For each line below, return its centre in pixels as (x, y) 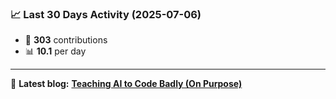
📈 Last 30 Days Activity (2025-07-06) (106, 14)
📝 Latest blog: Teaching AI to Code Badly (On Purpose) (126, 84)
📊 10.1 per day (55, 51)
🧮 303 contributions (66, 40)
